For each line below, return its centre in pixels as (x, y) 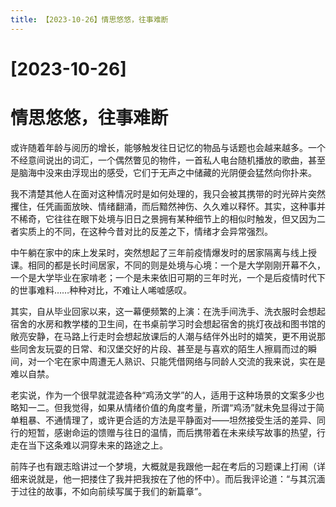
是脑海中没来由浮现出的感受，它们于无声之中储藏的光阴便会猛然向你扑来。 (163, 172)
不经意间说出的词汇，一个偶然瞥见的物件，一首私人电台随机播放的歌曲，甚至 (168, 160)
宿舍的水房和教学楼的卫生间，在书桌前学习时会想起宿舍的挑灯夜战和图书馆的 (168, 323)
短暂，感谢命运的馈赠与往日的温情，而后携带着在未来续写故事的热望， (172, 432)
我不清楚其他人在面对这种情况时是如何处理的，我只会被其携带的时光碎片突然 (168, 193)
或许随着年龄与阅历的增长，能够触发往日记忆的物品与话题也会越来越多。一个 (168, 147)
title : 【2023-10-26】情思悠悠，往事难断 (89, 19)
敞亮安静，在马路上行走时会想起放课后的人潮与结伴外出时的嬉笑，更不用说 (163, 336)
